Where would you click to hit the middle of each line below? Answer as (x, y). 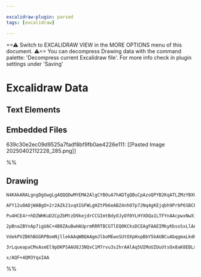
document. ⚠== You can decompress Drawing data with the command (94, 51)
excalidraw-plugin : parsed (40, 17)
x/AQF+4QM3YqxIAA (28, 257)
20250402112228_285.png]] (41, 150)
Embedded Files (37, 130)
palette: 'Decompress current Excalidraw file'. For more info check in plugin (99, 57)
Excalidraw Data (47, 88)
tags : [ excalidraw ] (31, 22)
